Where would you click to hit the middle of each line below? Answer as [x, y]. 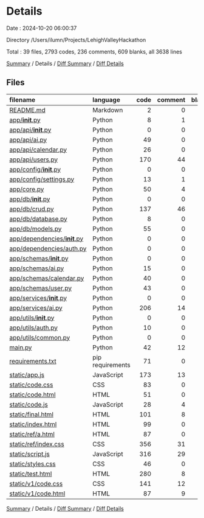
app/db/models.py [36, 228]
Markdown [108, 110]
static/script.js [30, 453]
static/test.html [31, 474]
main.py [21, 347]
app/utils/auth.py [33, 327]
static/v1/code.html [37, 493]
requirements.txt [33, 361]
